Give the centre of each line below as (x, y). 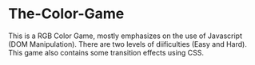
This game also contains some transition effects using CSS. (106, 52)
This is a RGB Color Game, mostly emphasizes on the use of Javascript (125, 36)
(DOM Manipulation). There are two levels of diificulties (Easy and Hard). (128, 44)
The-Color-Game (66, 14)
